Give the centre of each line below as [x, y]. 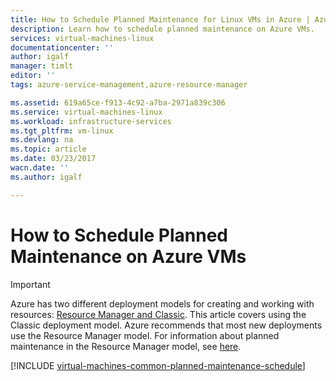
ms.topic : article [48, 149]
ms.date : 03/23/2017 [53, 159]
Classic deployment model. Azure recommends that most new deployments [166, 325]
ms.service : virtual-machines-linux [86, 112]
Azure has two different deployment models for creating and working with [162, 303]
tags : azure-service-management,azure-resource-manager [129, 85]
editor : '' [33, 76]
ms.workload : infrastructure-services [91, 121]
